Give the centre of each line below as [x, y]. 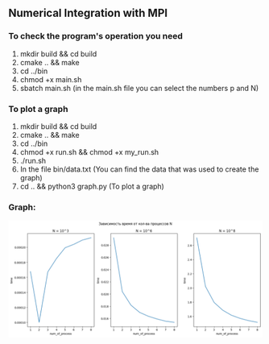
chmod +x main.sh [51, 79]
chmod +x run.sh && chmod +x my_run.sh [89, 151]
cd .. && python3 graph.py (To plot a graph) [92, 186]
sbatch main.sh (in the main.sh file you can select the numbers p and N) [139, 88]
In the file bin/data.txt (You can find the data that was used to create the [139, 169]
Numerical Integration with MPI [88, 13]
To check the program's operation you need [96, 36]
